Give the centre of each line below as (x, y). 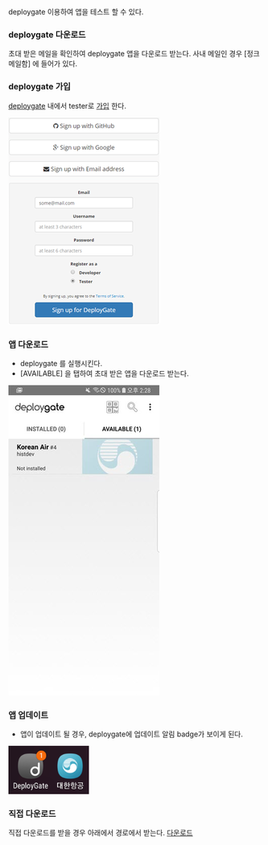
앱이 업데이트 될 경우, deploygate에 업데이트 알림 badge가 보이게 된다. (132, 734)
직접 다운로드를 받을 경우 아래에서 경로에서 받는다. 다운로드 (101, 833)
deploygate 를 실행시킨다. (61, 363)
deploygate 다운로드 (47, 35)
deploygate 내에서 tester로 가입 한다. (68, 105)
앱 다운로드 (29, 344)
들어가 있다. (59, 64)
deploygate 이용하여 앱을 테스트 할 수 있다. (76, 12)
